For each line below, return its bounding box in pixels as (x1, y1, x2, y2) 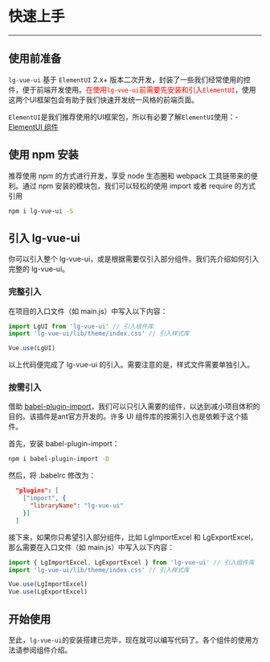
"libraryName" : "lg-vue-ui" (29, 502, 125, 510)
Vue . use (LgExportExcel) (8, 588, 88, 596)
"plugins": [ (15, 486, 59, 495)
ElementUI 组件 (8, 122, 59, 131)
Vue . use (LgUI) (8, 344, 56, 353)
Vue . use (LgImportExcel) (8, 581, 88, 589)
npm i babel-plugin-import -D (8, 455, 110, 463)
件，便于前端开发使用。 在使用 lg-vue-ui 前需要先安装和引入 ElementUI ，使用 (8, 85, 256, 94)
